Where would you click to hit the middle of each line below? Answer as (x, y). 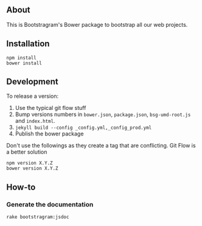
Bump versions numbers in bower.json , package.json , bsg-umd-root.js (103, 114)
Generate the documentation (50, 204)
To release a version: (33, 96)
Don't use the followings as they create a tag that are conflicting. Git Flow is (101, 146)
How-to (21, 187)
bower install (24, 63)
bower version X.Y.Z (33, 169)
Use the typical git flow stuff (50, 108)
